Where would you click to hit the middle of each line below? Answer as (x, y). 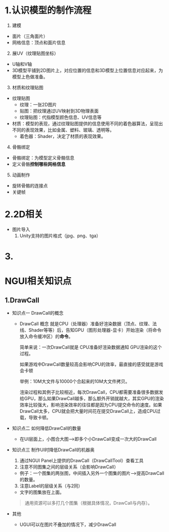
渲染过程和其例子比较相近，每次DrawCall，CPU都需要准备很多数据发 (91, 392)
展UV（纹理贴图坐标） (35, 53)
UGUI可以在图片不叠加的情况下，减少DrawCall (68, 524)
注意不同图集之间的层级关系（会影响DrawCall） (69, 467)
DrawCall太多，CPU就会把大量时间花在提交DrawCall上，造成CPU (88, 411)
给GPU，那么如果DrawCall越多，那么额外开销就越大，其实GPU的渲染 (92, 399)
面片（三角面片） (30, 36)
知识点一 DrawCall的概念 (38, 313)
